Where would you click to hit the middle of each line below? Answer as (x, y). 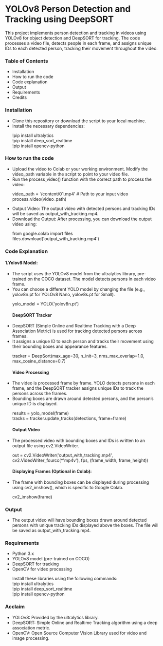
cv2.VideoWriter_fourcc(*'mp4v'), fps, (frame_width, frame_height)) (80, 460)
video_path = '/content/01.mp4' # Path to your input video (70, 194)
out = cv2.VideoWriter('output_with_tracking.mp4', (63, 455)
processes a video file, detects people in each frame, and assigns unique (78, 43)
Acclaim (15, 607)
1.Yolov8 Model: (21, 263)
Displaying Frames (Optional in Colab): (52, 472)
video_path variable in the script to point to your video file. (71, 174)
